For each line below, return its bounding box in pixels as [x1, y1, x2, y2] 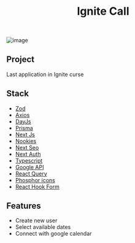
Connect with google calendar [15, 230, 92, 237]
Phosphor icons [15, 176, 55, 183]
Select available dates [15, 223, 71, 231]
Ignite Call [76, 4, 129, 18]
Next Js [15, 131, 36, 138]
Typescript [15, 156, 43, 164]
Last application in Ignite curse [6, 71, 84, 78]
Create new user [15, 217, 58, 225]
